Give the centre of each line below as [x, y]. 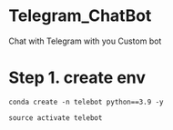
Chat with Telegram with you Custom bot [85, 41]
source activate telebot [56, 118]
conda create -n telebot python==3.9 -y [86, 102]
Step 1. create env [77, 78]
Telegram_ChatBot [80, 16]
